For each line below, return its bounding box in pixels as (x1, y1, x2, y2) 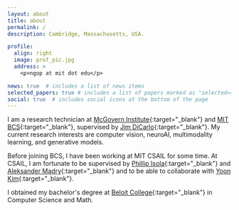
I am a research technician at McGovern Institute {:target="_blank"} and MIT (7, 115, 229, 124)
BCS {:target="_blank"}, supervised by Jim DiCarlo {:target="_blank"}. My (7, 122, 221, 132)
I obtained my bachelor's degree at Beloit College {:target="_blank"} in (7, 188, 213, 196)
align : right (14, 50, 53, 57)
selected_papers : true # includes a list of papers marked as (7, 89, 196, 96)
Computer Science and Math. (7, 196, 94, 204)
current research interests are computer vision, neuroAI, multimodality (7, 130, 213, 139)
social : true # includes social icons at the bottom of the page (7, 95, 208, 103)
